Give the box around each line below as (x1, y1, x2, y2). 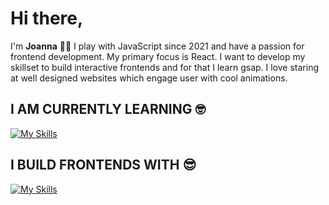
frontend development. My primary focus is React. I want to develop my (10, 50, 306, 62)
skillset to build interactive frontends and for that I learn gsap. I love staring (10, 61, 319, 73)
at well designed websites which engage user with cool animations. (10, 72, 288, 84)
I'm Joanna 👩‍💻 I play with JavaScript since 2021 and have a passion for (10, 40, 305, 52)
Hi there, (10, 7, 84, 30)
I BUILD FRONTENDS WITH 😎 (10, 157, 197, 174)
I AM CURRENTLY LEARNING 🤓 (10, 101, 206, 118)
